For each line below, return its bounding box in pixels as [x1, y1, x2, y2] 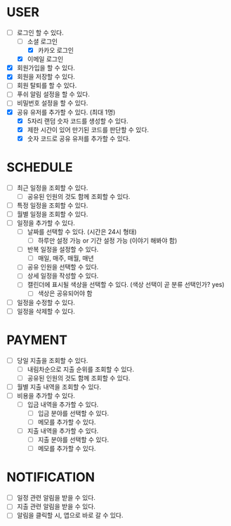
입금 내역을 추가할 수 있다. [27, 400, 99, 409]
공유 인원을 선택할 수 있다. [27, 263, 99, 271]
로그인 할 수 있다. [16, 28, 64, 37]
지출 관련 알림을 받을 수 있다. [16, 502, 96, 511]
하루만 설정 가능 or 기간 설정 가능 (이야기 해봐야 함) [37, 236, 178, 245]
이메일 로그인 [27, 55, 64, 63]
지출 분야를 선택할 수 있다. [37, 435, 110, 444]
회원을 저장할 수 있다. [16, 72, 75, 81]
